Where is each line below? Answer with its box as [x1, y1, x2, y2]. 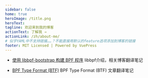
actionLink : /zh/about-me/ [5, 34, 60, 39]
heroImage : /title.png [5, 16, 51, 21]
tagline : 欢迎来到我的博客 [5, 25, 54, 30]
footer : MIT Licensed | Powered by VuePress [5, 43, 97, 48]
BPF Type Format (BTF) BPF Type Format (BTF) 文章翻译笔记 [12, 67, 134, 73]
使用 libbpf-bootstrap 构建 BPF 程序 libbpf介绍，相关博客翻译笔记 [12, 57, 143, 63]
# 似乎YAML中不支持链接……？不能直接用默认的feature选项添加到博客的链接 [5, 39, 136, 44]
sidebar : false [5, 7, 36, 12]
